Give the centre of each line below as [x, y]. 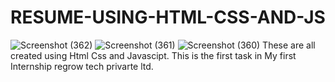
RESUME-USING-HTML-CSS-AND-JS [168, 17]
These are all [289, 45]
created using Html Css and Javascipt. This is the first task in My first [153, 55]
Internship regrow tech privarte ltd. [82, 66]
